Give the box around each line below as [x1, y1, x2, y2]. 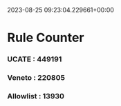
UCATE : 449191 [7, 54, 62, 64]
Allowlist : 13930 [7, 91, 64, 100]
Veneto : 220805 [7, 73, 66, 83]
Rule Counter [7, 30, 84, 45]
